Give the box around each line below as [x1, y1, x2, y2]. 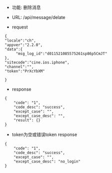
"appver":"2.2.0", [4, 42, 43, 47]
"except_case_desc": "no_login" [13, 159, 81, 164]
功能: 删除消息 [11, 4, 41, 10]
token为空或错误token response [11, 131, 78, 137]
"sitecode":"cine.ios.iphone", [4, 60, 70, 65]
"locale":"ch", [4, 38, 36, 43]
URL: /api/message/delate [11, 14, 66, 20]
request [11, 24, 28, 30]
